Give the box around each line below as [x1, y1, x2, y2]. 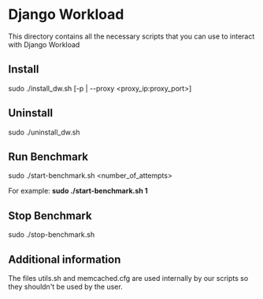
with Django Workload [8, 39, 80, 49]
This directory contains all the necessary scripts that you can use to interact [8, 31, 255, 41]
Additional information [8, 253, 121, 266]
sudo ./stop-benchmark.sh [8, 230, 95, 239]
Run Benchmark [8, 149, 89, 163]
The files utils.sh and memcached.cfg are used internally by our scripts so [8, 274, 249, 282]
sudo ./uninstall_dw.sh [8, 127, 80, 137]
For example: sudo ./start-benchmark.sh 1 [8, 186, 148, 196]
